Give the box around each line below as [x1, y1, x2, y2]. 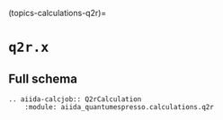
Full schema [8, 71, 78, 86]
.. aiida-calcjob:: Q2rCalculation [8, 95, 142, 104]
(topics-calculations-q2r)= [8, 8, 107, 18]
